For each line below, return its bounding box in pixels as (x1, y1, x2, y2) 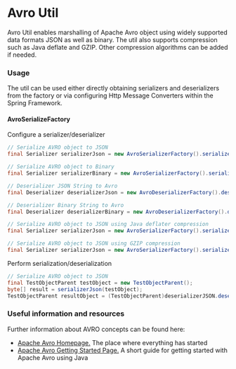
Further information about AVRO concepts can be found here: (7, 325, 185, 333)
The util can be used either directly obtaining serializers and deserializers (7, 84, 220, 93)
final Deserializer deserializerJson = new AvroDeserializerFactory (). (7, 189, 221, 196)
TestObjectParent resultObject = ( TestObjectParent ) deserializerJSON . (7, 293, 218, 300)
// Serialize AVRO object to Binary (7, 163, 114, 170)
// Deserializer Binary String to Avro (7, 201, 124, 208)
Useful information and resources (7, 309, 125, 318)
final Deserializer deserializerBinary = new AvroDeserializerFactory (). (7, 208, 228, 215)
